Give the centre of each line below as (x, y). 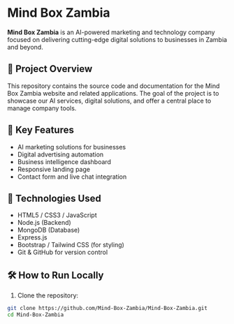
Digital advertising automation (60, 154)
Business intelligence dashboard (64, 161)
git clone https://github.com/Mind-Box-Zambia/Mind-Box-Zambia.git (108, 309)
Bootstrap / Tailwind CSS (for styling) (71, 245)
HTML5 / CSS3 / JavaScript (57, 215)
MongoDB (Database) (49, 230)
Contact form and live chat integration (72, 177)
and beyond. (25, 47)
